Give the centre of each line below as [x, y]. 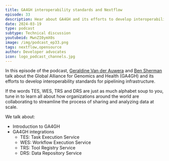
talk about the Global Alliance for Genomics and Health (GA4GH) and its [80, 76]
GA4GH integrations [33, 132]
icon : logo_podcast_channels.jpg [40, 56]
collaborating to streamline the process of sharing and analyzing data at [80, 102]
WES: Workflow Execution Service [56, 142]
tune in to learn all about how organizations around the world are [72, 96]
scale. [11, 107]
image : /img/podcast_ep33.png [37, 43]
